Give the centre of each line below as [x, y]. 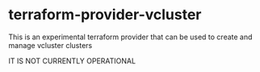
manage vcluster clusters [50, 45]
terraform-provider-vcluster [105, 15]
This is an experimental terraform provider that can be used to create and [130, 37]
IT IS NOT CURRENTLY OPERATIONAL [72, 61]
